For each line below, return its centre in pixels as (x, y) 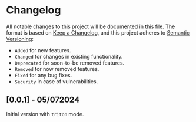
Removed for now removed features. (57, 69)
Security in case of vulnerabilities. (56, 81)
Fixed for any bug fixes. (43, 75)
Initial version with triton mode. (45, 114)
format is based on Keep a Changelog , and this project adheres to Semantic (98, 32)
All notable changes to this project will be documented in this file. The (91, 26)
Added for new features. (43, 50)
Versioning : (20, 39)
